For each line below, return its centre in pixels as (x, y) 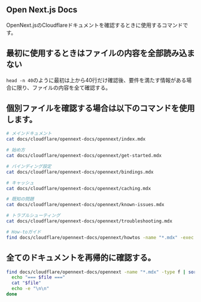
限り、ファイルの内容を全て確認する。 (64, 87)
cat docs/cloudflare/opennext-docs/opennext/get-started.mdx (84, 156)
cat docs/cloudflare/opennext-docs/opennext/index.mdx (76, 139)
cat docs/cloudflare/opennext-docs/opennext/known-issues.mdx (85, 205)
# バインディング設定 (29, 166)
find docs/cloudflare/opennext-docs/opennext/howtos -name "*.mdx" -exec (100, 237)
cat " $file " (27, 283)
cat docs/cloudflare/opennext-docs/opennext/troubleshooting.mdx (89, 221)
